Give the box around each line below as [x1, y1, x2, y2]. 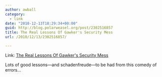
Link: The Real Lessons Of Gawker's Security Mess [5, 52, 109, 58]
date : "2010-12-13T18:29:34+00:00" [5, 21, 78, 26]
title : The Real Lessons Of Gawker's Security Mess [5, 30, 113, 35]
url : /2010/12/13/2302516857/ [5, 35, 67, 40]
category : [5, 12, 26, 17]
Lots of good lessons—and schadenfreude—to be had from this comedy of [5, 62, 157, 68]
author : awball [5, 7, 36, 12]
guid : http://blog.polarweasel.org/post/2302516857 [5, 26, 113, 30]
